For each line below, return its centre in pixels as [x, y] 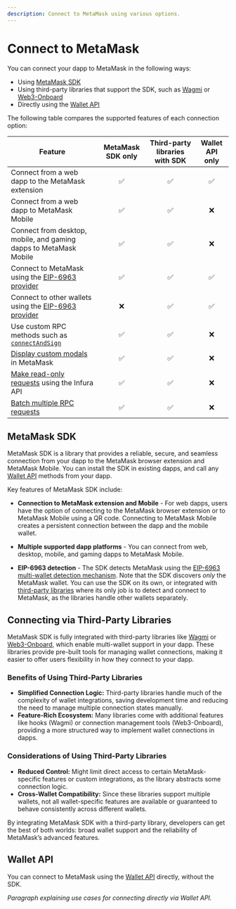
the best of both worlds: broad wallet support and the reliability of [103, 830]
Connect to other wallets [51, 297]
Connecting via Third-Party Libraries [90, 620]
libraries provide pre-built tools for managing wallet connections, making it [115, 652]
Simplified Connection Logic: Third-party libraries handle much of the [120, 693]
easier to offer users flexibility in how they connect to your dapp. [101, 660]
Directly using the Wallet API [58, 104]
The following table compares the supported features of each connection [113, 118]
